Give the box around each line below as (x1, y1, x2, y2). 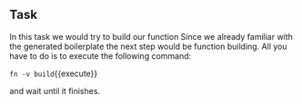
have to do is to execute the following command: (9, 50, 192, 61)
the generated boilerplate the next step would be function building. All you (9, 41, 287, 52)
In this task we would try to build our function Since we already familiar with (9, 31, 294, 42)
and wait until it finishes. (9, 85, 101, 96)
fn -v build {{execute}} (9, 68, 98, 79)
